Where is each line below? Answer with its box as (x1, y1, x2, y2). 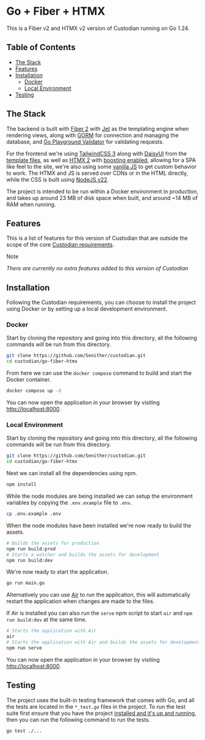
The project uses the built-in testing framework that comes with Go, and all (6, 696, 195, 704)
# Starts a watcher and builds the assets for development (6, 552, 160, 558)
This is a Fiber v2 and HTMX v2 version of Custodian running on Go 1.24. (6, 24, 190, 32)
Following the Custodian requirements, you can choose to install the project (6, 298, 196, 306)
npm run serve (6, 645, 43, 651)
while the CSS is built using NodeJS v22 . (6, 176, 109, 183)
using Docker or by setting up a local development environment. (6, 305, 168, 313)
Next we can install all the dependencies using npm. (6, 470, 137, 477)
